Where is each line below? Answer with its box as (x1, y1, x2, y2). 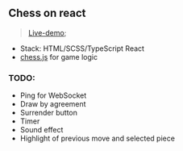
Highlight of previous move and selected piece (19, 133, 176, 144)
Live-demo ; (27, 27, 67, 37)
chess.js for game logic (19, 52, 98, 61)
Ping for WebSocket (19, 90, 87, 100)
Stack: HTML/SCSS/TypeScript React (19, 44, 145, 53)
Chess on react (8, 6, 86, 20)
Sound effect (19, 125, 64, 135)
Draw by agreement (19, 99, 86, 109)
